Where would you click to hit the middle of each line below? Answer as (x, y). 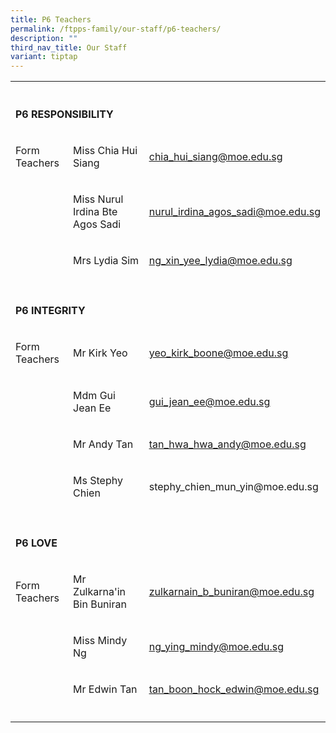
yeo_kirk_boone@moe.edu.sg (218, 353)
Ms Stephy (98, 481)
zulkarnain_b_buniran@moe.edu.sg (231, 592)
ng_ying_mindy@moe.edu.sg (216, 647)
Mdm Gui (94, 396)
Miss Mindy (100, 641)
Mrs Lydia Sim (106, 261)
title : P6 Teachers (51, 19)
